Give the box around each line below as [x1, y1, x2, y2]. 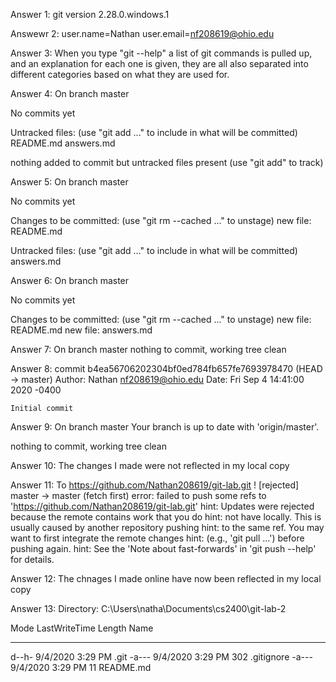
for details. [10, 554, 55, 565]
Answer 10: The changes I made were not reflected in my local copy [10, 460, 290, 471]
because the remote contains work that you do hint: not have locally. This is [10, 511, 322, 523]
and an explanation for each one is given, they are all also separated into [10, 58, 309, 69]
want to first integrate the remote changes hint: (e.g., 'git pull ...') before [10, 532, 305, 544]
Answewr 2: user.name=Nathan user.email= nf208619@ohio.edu [10, 28, 275, 39]
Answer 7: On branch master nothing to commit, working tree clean [10, 344, 287, 355]
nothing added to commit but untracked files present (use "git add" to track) [10, 157, 324, 168]
